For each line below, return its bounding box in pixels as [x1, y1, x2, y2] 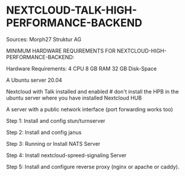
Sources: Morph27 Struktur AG [6, 36, 82, 43]
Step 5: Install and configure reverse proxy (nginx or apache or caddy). [6, 163, 180, 170]
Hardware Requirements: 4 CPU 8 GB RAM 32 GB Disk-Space [6, 65, 157, 72]
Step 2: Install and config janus [6, 129, 82, 136]
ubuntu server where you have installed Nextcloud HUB [6, 94, 142, 101]
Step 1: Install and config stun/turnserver [6, 117, 106, 124]
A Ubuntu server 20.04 [6, 76, 62, 84]
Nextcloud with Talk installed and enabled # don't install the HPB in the [6, 88, 179, 95]
